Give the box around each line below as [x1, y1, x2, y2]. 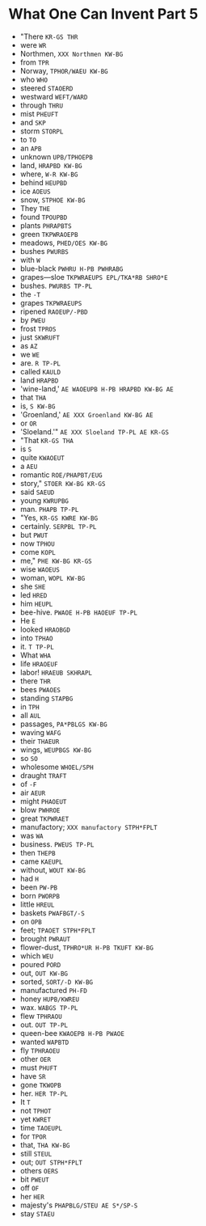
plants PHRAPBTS [19, 220, 72, 230]
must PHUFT [19, 1063, 58, 1072]
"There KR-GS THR [19, 32, 78, 41]
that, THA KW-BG [19, 1139, 70, 1149]
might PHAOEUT [19, 796, 67, 805]
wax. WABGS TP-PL [19, 1002, 78, 1012]
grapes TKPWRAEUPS [19, 298, 82, 307]
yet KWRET [19, 1114, 51, 1124]
